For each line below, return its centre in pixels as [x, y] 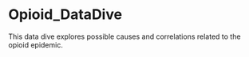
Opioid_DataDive [65, 15]
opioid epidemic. [36, 44]
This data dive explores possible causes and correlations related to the [125, 36]
